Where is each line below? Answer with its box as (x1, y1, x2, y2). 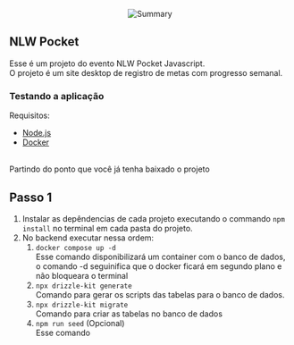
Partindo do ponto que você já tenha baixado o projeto (9, 164, 210, 174)
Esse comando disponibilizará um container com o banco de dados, (35, 251, 286, 262)
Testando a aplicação (9, 89, 105, 102)
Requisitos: (9, 110, 51, 121)
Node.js (21, 128, 52, 139)
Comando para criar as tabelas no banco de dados (35, 308, 223, 319)
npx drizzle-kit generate (35, 282, 132, 290)
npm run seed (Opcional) (35, 317, 125, 328)
